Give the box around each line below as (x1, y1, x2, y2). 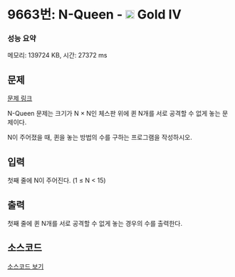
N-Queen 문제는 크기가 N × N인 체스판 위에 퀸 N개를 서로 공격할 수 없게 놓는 (7, 109, 221, 118)
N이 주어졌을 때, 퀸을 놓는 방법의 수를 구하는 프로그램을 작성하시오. (7, 133, 192, 142)
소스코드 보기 (7, 262, 44, 271)
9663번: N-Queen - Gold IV (7, 6, 182, 23)
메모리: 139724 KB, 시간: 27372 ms (7, 51, 108, 60)
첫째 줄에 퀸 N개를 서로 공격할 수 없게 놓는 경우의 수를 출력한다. (7, 219, 183, 227)
